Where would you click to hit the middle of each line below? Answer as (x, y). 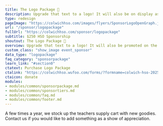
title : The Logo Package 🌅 (32, 9)
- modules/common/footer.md (33, 100)
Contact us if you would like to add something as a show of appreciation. (78, 119)
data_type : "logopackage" (31, 55)
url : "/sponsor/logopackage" (34, 28)
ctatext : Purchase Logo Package (38, 68)
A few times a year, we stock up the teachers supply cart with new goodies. (81, 113)
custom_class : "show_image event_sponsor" (49, 50)
